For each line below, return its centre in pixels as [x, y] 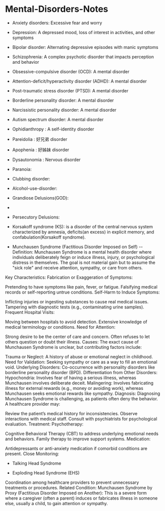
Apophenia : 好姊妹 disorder [41, 150]
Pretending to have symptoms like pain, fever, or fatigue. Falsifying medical [81, 287]
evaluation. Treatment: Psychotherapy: [44, 424]
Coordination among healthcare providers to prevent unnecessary [72, 482]
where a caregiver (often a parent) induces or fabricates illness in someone [81, 498]
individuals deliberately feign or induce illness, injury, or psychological [83, 257]
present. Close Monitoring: [32, 454]
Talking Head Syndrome [37, 463]
